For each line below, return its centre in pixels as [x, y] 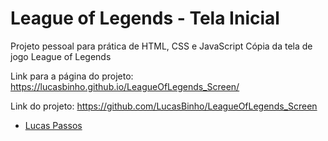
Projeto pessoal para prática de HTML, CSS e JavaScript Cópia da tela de [161, 46]
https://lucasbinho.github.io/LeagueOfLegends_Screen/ [125, 86]
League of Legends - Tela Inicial [145, 18]
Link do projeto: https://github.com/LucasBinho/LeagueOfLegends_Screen [164, 106]
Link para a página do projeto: [72, 76]
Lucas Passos [53, 125]
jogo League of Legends [61, 56]
